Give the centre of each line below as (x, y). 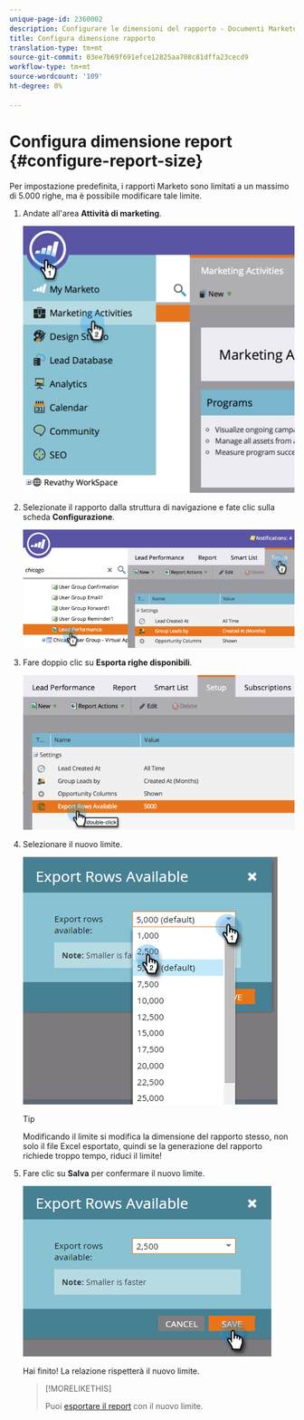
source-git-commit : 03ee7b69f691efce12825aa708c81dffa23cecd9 (129, 58)
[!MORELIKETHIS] (78, 1388)
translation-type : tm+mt (56, 48)
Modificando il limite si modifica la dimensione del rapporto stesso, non (155, 1136)
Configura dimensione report (121, 141)
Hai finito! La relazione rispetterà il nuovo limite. (111, 1371)
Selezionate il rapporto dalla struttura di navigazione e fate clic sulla (149, 507)
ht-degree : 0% (36, 86)
